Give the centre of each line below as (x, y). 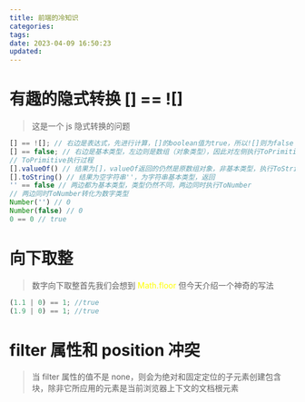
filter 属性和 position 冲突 (105, 350)
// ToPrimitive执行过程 (51, 160)
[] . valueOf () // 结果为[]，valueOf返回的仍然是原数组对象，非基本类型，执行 (142, 169)
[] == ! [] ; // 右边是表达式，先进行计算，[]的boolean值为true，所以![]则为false (152, 143)
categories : (32, 26)
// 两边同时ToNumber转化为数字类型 (69, 194)
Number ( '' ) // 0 (40, 202)
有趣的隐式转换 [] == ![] (96, 99)
